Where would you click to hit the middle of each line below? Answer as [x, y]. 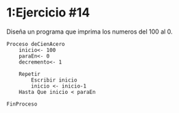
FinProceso [22, 104]
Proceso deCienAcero [36, 44]
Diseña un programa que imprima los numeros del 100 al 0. [89, 32]
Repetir [29, 74]
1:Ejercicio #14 [48, 13]
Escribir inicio [54, 80]
